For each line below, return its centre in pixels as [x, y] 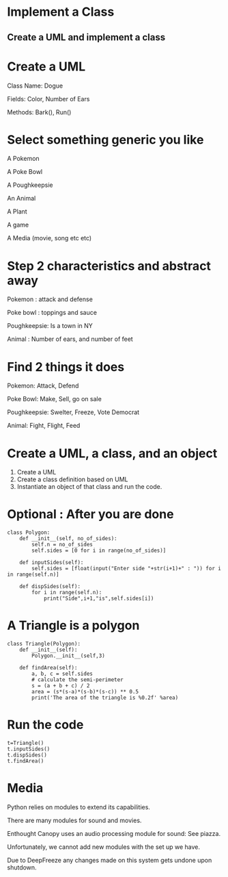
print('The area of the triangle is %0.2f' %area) [105, 698]
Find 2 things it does [66, 367]
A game [18, 225]
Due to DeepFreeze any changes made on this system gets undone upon [110, 861]
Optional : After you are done [90, 514]
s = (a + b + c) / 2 [61, 686]
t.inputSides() [29, 749]
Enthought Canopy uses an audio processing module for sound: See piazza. [114, 834]
